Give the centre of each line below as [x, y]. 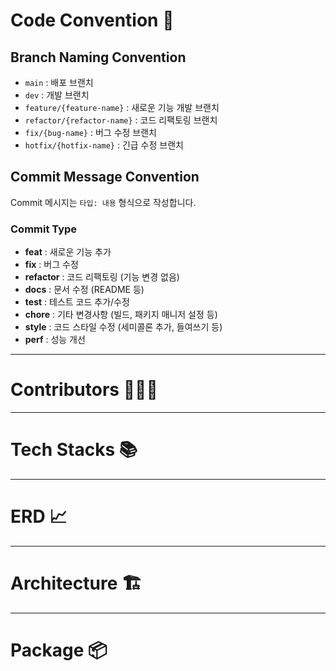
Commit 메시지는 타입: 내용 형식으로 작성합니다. [103, 202]
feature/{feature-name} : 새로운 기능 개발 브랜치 [122, 107]
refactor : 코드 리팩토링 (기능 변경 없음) [102, 277]
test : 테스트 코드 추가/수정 [77, 302]
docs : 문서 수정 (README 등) [84, 290]
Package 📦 [59, 650]
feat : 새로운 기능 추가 [68, 252]
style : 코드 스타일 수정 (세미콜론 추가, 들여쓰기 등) [123, 327]
